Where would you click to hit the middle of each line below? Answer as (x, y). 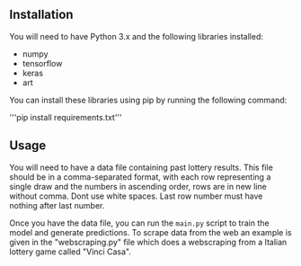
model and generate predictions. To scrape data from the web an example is (150, 232)
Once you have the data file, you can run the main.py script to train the (139, 223)
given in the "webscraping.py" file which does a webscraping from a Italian (148, 242)
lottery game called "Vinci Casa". (71, 252)
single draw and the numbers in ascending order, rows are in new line (138, 186)
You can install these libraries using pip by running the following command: (148, 100)
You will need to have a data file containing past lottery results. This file (142, 167)
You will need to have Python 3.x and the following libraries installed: (136, 36)
